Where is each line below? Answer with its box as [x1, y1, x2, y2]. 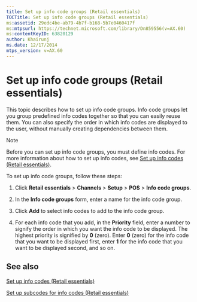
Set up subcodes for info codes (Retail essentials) [6, 289, 129, 296]
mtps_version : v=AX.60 [6, 48, 63, 54]
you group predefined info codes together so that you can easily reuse [6, 112, 181, 120]
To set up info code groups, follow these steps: [6, 172, 123, 179]
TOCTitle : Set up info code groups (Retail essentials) [6, 14, 148, 20]
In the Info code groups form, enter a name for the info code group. [14, 196, 183, 203]
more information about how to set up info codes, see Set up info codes [6, 154, 184, 161]
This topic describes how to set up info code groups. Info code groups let [6, 106, 187, 113]
